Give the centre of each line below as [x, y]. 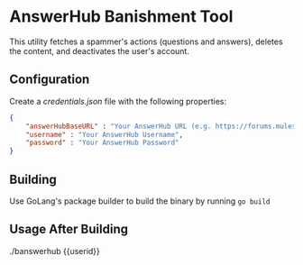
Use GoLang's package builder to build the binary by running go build [140, 201]
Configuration [50, 80]
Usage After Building [69, 229]
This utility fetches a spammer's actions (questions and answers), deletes [146, 41]
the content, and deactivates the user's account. [99, 50]
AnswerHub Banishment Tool [121, 17]
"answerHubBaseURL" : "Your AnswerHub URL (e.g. [119, 126]
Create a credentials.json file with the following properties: [118, 101]
